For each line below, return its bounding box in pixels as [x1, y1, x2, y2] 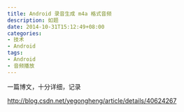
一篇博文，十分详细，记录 [7, 82, 81, 91]
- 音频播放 [7, 62, 35, 69]
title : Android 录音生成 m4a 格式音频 [7, 10, 112, 17]
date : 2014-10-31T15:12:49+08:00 [7, 23, 105, 30]
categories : [7, 29, 42, 37]
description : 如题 [7, 17, 59, 24]
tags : [7, 50, 23, 57]
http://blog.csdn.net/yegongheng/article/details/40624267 [7, 96, 177, 105]
